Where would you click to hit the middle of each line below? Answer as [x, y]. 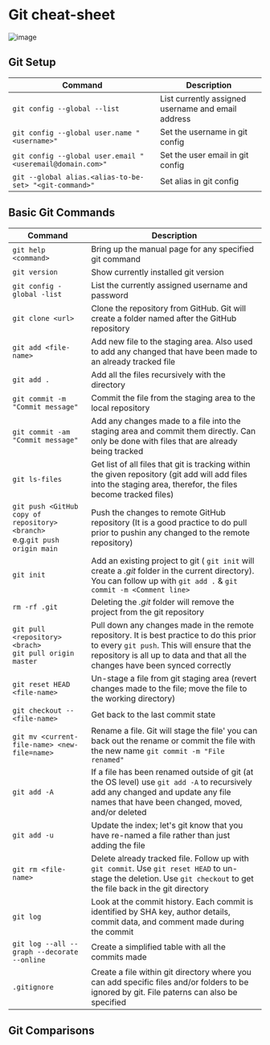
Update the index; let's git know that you [167, 825]
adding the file [119, 845]
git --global [37, 177]
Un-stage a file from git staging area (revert [174, 678]
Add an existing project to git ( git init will [173, 561]
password [110, 295]
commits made [119, 957]
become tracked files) [133, 494]
